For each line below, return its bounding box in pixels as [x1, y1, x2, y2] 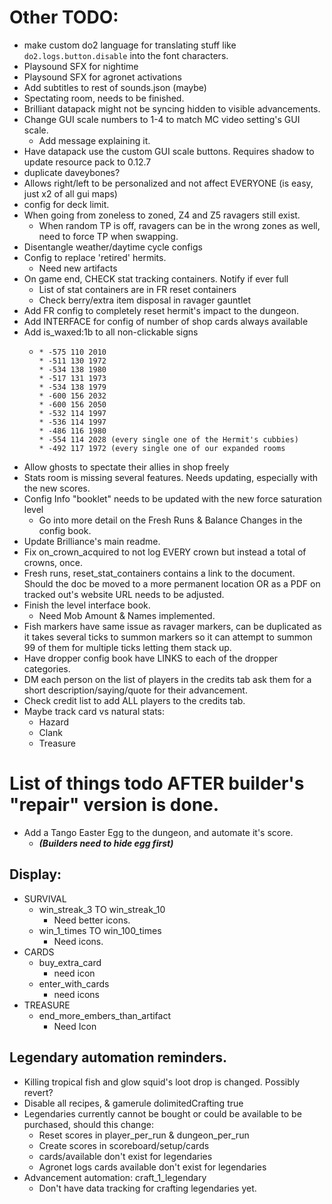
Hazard [38, 716, 70, 728]
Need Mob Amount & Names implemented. [38, 609, 216, 621]
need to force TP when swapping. [38, 230, 179, 242]
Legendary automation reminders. [9, 1049, 228, 1066]
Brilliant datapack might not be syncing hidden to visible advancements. [23, 102, 321, 115]
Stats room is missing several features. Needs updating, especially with [23, 471, 319, 483]
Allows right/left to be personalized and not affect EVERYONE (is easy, [23, 177, 314, 189]
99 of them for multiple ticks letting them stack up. [23, 641, 232, 653]
